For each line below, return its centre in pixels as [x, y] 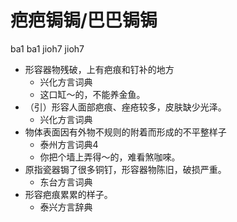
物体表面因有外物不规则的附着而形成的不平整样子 [125, 132]
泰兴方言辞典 [66, 207]
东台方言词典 [66, 182]
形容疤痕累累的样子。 [68, 194]
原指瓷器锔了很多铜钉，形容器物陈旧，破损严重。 [125, 169]
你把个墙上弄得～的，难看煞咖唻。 [110, 157]
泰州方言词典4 [69, 144]
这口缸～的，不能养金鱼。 [92, 94]
